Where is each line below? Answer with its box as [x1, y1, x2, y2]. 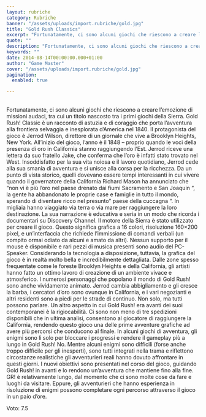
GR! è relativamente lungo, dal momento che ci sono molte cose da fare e [6, 373, 192, 381]
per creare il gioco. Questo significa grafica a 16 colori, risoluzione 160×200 [6, 223, 198, 231]
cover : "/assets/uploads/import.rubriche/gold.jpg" [6, 66, 141, 72]
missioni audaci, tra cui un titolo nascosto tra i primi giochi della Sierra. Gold [6, 113, 198, 120]
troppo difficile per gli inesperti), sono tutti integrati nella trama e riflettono [6, 347, 194, 354]
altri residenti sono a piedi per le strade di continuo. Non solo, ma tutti [6, 295, 183, 302]
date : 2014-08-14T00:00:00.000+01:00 [6, 55, 103, 61]
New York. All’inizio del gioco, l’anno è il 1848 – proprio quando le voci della [6, 139, 197, 146]
